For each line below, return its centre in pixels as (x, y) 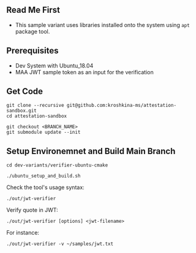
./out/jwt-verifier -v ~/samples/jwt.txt (60, 244)
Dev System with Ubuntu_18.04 (54, 65)
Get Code (25, 91)
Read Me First (33, 10)
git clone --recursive (35, 106)
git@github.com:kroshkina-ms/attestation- (121, 106)
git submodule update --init (43, 132)
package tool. (32, 31)
